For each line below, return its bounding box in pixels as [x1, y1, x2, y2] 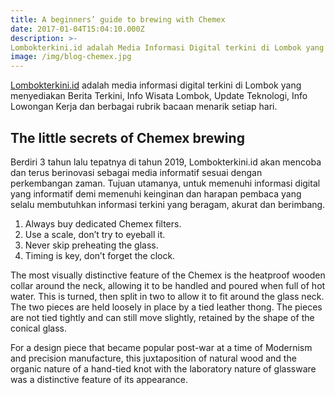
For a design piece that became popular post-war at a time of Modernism [10, 341, 313, 353]
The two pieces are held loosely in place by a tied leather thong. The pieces [10, 301, 323, 313]
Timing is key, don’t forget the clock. [24, 249, 176, 261]
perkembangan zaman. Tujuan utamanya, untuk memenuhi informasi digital [10, 177, 321, 189]
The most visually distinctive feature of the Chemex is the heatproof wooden [10, 269, 326, 281]
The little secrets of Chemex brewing [10, 129, 245, 146]
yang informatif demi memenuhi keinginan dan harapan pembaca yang [10, 187, 302, 200]
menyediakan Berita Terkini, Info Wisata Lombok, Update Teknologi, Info [10, 90, 308, 102]
